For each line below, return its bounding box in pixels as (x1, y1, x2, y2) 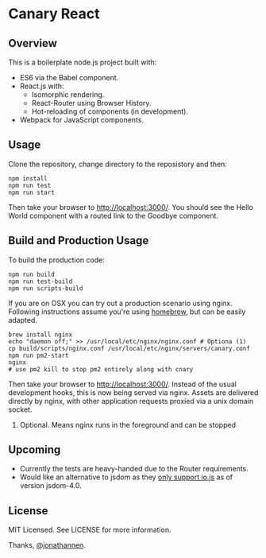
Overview (8, 37, 58, 50)
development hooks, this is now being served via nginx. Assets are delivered (8, 387, 259, 397)
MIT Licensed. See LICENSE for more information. (8, 525, 172, 535)
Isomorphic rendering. (31, 90, 105, 99)
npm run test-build (8, 277, 73, 285)
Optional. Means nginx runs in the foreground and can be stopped (19, 420, 237, 429)
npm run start (8, 188, 56, 196)
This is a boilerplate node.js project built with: (8, 57, 157, 67)
